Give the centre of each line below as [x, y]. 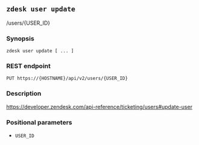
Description [24, 94]
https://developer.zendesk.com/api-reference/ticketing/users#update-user [99, 106]
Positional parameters [39, 122]
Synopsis [20, 39]
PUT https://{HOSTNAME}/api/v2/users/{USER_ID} [67, 79]
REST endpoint [29, 66]
